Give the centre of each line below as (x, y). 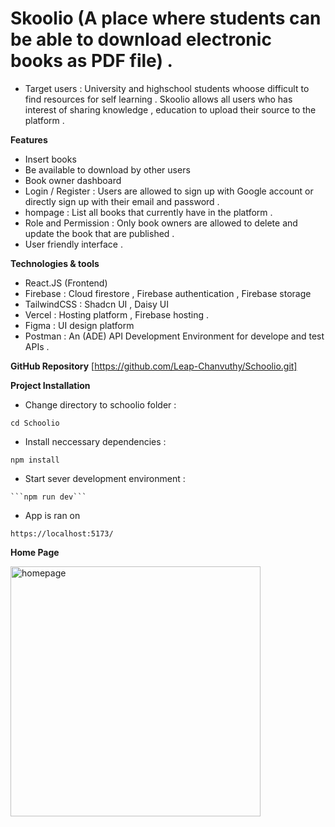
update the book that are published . (99, 233)
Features (29, 139)
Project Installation (50, 385)
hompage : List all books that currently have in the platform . (148, 212)
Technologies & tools (55, 263)
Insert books (50, 159)
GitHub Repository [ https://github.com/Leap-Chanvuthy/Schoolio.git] (154, 366)
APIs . (37, 346)
